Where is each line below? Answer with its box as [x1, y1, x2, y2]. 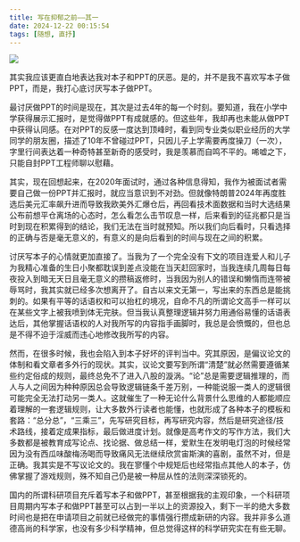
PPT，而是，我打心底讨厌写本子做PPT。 [9, 83, 157, 94]
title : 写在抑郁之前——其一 [9, 12, 99, 22]
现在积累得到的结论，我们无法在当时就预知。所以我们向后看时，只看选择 [24, 221, 291, 232]
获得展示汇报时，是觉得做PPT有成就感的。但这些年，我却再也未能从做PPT [16, 113, 290, 124]
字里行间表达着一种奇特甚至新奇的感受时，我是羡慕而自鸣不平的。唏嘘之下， [9, 146, 291, 157]
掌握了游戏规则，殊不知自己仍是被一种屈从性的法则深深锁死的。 [16, 471, 252, 481]
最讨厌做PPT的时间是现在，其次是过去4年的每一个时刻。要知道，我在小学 [9, 102, 279, 112]
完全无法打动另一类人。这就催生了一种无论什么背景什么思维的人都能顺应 [24, 393, 291, 404]
